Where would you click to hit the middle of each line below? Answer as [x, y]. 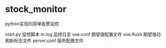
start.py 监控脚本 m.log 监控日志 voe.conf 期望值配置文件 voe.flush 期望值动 [83, 34]
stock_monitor [36, 9]
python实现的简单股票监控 [32, 23]
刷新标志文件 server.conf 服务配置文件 [44, 40]
